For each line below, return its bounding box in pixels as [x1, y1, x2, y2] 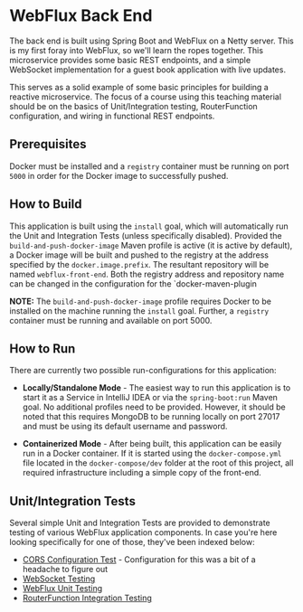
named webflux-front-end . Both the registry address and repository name [9, 268, 285, 279]
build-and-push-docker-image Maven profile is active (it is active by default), [9, 240, 293, 250]
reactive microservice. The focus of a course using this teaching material [9, 91, 282, 102]
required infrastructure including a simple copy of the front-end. [22, 467, 262, 478]
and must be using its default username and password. [22, 421, 228, 432]
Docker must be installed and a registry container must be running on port [9, 160, 289, 172]
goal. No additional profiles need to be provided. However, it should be [22, 401, 287, 412]
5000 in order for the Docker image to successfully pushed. [9, 170, 229, 181]
